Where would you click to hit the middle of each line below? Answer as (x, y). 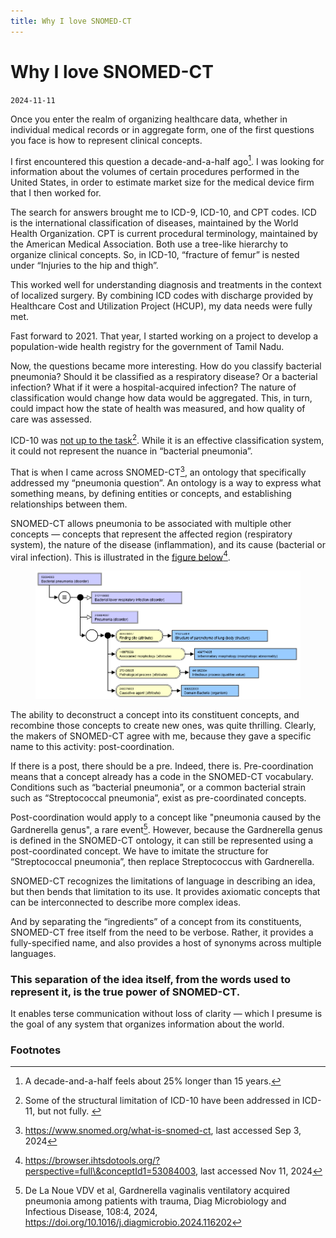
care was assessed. (51, 419)
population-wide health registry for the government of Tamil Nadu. (147, 347)
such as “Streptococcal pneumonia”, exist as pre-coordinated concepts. (158, 798)
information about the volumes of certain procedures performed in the (155, 172)
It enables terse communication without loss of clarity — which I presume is (166, 1013)
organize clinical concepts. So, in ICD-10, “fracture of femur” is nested (155, 255)
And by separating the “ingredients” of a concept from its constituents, (156, 921)
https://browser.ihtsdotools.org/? (92, 1161)
